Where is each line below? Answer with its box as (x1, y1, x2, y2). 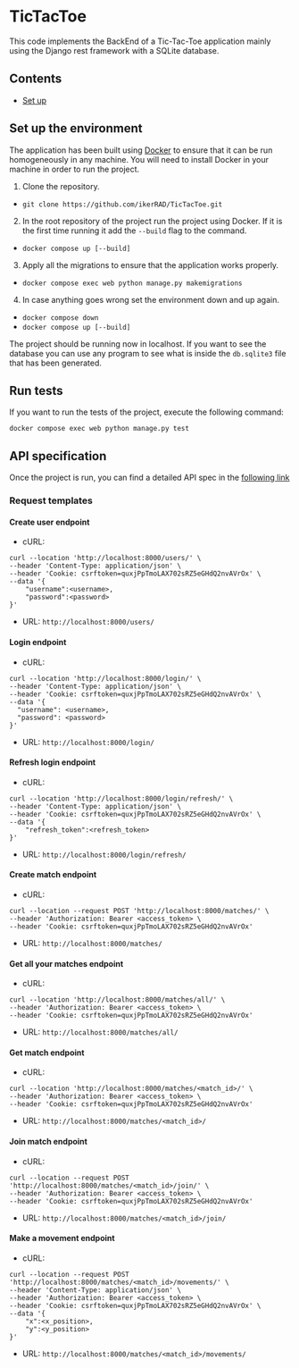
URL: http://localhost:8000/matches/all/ (21, 1027, 179, 1037)
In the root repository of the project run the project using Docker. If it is (21, 215, 283, 226)
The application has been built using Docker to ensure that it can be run (9, 145, 273, 155)
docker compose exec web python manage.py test (9, 424, 190, 433)
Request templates (9, 494, 94, 507)
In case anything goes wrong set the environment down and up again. (21, 294, 279, 305)
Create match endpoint (9, 869, 97, 880)
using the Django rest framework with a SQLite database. (9, 45, 220, 55)
